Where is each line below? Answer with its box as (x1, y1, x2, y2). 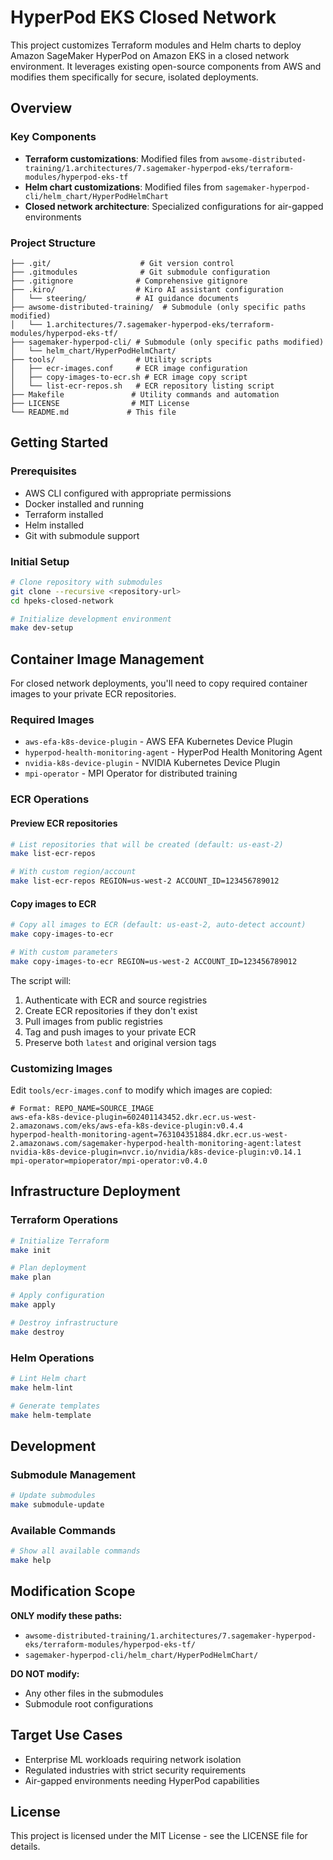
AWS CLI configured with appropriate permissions (24, 487, 232, 499)
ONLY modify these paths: (10, 1609, 123, 1621)
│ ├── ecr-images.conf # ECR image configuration (10, 363, 248, 373)
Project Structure (10, 236, 96, 250)
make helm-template (10, 1410, 92, 1420)
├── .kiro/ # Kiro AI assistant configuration (10, 284, 284, 295)
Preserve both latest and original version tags (24, 1036, 217, 1048)
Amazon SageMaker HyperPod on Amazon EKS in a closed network (10, 49, 290, 61)
